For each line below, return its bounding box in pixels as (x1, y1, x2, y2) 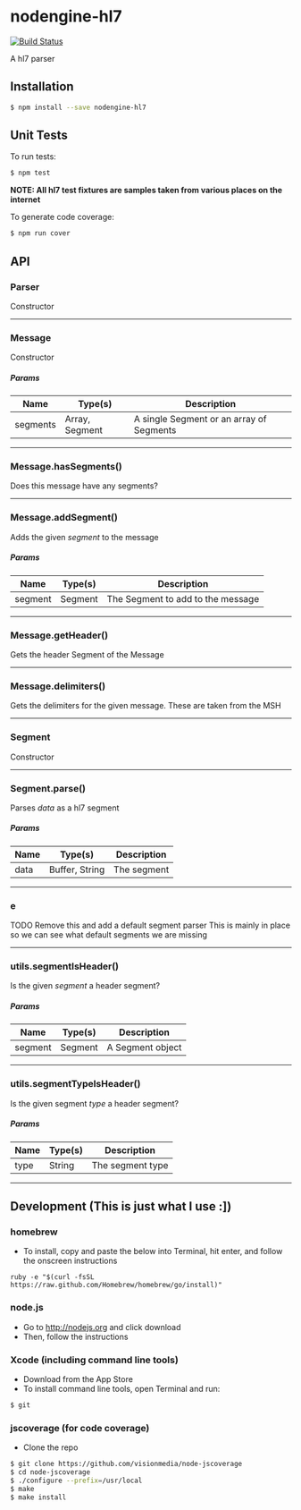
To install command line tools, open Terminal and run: (22, 1383, 221, 1394)
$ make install (10, 1492, 67, 1502)
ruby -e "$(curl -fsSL (10, 1273, 95, 1282)
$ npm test (10, 168, 51, 178)
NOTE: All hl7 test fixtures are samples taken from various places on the (10, 185, 283, 196)
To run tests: (10, 151, 56, 162)
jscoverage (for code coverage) (10, 1421, 150, 1434)
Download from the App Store (22, 1373, 133, 1384)
